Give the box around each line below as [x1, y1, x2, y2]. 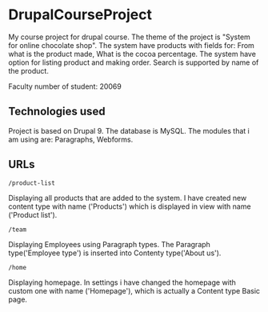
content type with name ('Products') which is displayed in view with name [8, 202, 251, 211]
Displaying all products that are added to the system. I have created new [8, 193, 247, 202]
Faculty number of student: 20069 [8, 82, 122, 91]
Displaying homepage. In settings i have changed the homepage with [8, 278, 236, 287]
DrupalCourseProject [8, 6, 152, 24]
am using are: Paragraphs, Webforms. [8, 134, 134, 144]
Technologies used [8, 105, 106, 118]
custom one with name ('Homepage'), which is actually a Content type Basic [8, 286, 261, 295]
